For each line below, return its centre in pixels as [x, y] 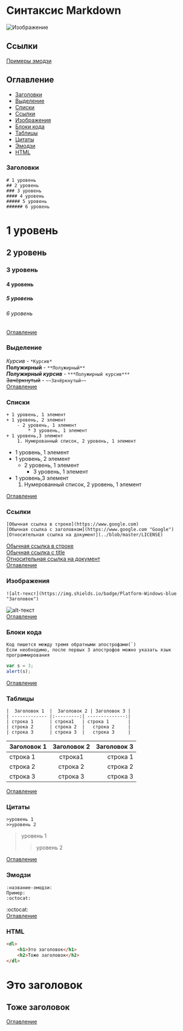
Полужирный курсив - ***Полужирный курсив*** [68, 374]
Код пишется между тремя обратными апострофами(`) [71, 645]
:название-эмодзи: [29, 888]
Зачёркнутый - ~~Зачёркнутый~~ [46, 380]
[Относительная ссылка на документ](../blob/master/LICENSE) [85, 535]
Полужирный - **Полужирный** [46, 367]
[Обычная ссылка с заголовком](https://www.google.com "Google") [90, 530]
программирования [28, 655]
